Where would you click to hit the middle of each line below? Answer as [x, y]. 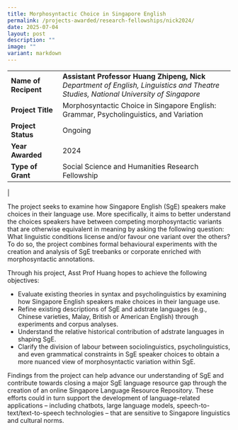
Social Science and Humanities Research [131, 166]
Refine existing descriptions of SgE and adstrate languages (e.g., [112, 309]
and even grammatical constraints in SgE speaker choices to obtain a [118, 354]
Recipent [27, 89]
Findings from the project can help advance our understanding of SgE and [116, 375]
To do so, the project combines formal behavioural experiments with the [112, 244]
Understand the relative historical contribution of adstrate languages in [121, 331]
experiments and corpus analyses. [68, 324]
